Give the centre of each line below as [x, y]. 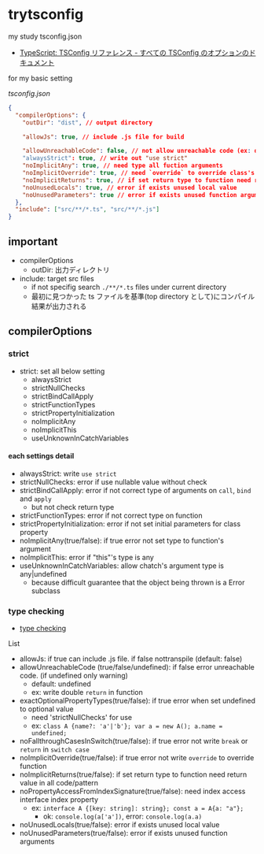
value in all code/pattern [59, 783]
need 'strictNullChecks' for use [81, 718]
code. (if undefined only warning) [73, 676]
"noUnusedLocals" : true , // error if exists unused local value [130, 188]
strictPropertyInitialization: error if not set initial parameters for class [130, 524]
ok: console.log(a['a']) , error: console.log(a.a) [123, 816]
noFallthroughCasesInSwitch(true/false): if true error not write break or [134, 741]
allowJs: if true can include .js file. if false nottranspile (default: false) [131, 659]
